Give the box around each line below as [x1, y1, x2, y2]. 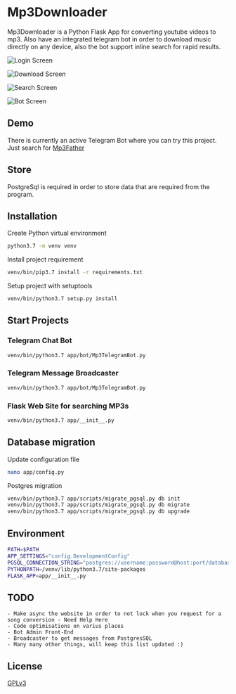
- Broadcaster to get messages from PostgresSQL [7, 635, 152, 642]
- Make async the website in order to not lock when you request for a [7, 610, 221, 617]
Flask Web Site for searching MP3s [7, 401, 129, 411]
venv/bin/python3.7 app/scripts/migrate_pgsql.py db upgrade [7, 508, 190, 515]
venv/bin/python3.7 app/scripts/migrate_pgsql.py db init [7, 495, 181, 502]
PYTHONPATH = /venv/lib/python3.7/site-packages [7, 565, 146, 573]
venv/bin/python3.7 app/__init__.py [7, 417, 114, 424]
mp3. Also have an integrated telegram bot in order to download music [7, 34, 212, 43]
